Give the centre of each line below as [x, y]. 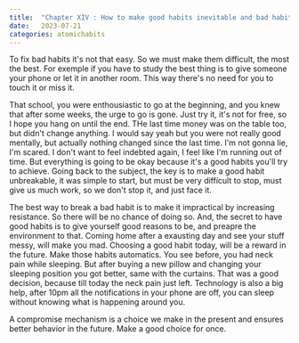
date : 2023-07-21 [45, 26]
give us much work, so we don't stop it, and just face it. [110, 190]
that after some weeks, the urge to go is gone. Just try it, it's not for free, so [148, 114]
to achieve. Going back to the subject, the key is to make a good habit [137, 171]
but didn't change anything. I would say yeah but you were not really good [145, 134]
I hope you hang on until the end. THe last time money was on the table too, [148, 124]
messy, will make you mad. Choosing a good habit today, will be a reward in [148, 245]
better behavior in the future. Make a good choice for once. [118, 329]
